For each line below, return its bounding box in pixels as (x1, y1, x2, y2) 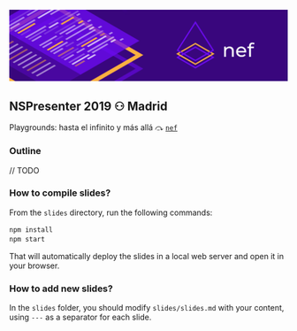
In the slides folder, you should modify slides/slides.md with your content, (9, 302, 285, 312)
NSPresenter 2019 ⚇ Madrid (9, 98, 168, 113)
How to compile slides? (9, 187, 111, 199)
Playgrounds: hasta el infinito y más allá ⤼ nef (9, 122, 179, 133)
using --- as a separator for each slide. (9, 312, 152, 322)
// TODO (9, 165, 40, 175)
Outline (9, 145, 42, 158)
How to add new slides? (9, 282, 113, 295)
